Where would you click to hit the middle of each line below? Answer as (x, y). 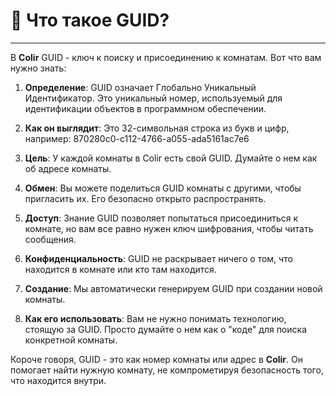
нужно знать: (38, 68)
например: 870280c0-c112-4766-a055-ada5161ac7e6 (137, 138)
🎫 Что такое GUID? (90, 20)
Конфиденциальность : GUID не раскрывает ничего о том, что (158, 258)
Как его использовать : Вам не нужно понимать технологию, (155, 318)
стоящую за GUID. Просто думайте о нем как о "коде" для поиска (165, 329)
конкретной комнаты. (71, 340)
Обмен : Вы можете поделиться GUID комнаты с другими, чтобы (163, 188)
